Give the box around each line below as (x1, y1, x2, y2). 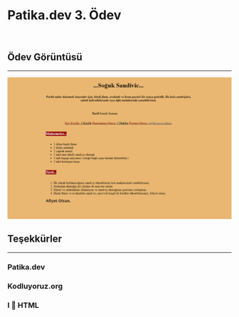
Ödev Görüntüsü (7, 51, 83, 63)
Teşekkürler (7, 233, 63, 245)
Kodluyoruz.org (7, 281, 63, 291)
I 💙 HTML (7, 301, 39, 311)
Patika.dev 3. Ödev (7, 7, 122, 23)
